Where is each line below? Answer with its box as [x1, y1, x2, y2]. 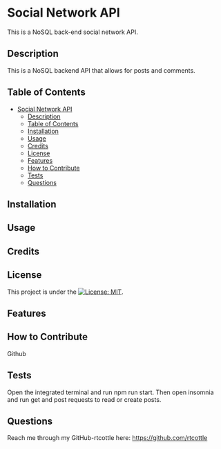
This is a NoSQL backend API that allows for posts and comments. [7, 66, 195, 74]
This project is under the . [7, 288, 124, 296]
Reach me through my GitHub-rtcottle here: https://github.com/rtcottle [7, 434, 208, 442]
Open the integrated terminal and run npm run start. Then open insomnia [7, 388, 214, 396]
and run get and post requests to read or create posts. [7, 395, 162, 403]
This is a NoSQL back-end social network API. [7, 28, 138, 36]
